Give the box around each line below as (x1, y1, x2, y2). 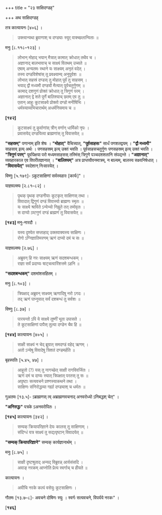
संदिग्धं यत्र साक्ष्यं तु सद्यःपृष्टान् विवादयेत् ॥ (17, 429, 83, 435)
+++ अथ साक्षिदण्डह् (5, 15, 38, 20)
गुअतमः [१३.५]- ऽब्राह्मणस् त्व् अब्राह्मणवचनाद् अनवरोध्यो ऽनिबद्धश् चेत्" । (5, 394, 120, 399)
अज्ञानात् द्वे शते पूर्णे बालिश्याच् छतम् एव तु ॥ (17, 94, 85, 100)
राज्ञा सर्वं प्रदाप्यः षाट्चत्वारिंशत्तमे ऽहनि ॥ (17, 260, 80, 266)
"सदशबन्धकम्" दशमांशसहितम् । (5, 270, 57, 276)
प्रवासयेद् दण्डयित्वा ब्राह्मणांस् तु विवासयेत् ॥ (17, 130, 84, 136)
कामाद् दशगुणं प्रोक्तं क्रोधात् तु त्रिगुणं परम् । (17, 88, 85, 94)
